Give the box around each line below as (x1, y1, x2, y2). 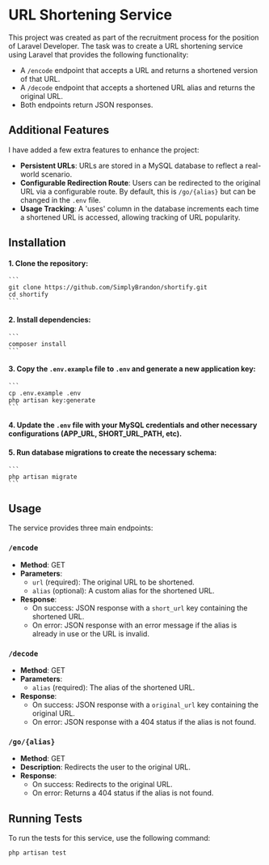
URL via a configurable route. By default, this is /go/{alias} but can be (19, 186, 256, 196)
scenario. (40, 169, 73, 179)
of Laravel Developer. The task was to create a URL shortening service (8, 41, 244, 50)
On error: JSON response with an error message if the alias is (32, 620, 237, 630)
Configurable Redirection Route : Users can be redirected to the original (19, 178, 261, 187)
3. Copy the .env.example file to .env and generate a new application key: (8, 364, 256, 374)
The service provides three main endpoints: (8, 523, 153, 533)
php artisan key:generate (8, 396, 95, 405)
